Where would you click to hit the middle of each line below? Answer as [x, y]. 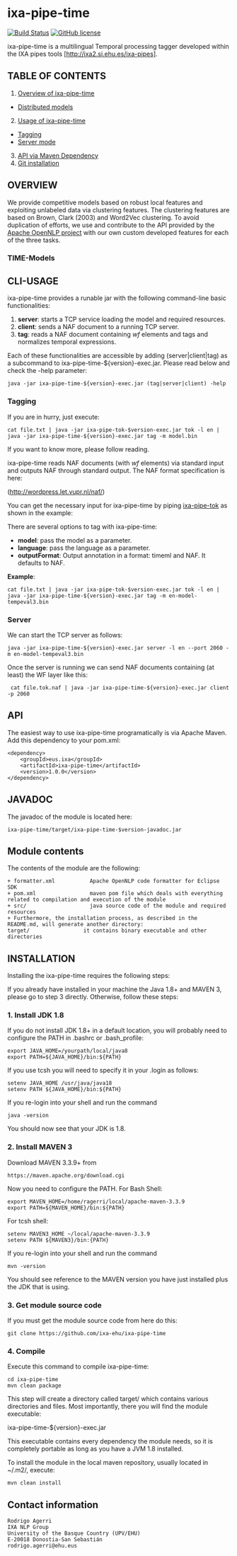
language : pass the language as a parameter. [84, 548]
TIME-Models [31, 258]
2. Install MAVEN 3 [40, 1147]
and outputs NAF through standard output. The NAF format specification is [116, 470]
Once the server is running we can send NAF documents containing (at [111, 667]
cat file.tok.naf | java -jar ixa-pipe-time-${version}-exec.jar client [120, 688]
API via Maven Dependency [58, 155]
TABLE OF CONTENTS [57, 76]
